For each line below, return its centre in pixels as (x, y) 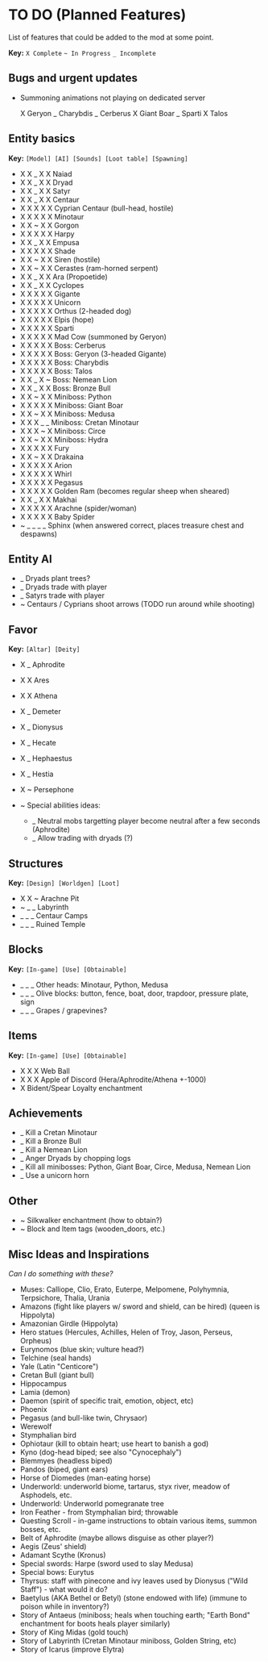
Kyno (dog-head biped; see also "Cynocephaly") (101, 1452)
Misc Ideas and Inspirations (79, 1254)
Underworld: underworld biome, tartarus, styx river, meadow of (125, 1487)
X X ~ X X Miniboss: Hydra (64, 439)
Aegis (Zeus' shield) (53, 1547)
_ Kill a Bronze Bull (51, 1141)
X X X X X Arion (46, 465)
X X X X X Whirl (46, 474)
